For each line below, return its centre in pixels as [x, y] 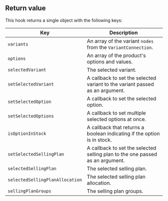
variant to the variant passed [120, 84]
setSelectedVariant [31, 84]
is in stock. [99, 139]
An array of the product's [116, 55]
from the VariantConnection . [120, 47]
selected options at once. [116, 119]
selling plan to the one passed [122, 154]
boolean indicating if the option [123, 133]
